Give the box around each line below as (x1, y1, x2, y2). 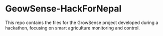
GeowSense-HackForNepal (5, 3, 122, 14)
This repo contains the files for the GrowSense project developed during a (5, 19, 158, 25)
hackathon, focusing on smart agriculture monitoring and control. (5, 24, 140, 30)
